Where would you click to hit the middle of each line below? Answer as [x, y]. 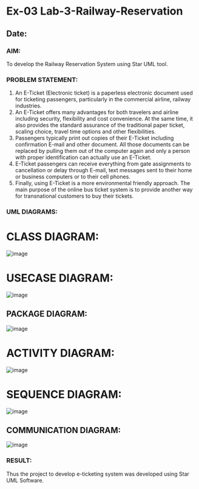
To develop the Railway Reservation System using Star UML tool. [87, 64]
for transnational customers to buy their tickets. [74, 196]
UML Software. [25, 480]
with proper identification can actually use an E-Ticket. [83, 157]
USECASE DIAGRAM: [60, 278]
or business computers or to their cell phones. [73, 177]
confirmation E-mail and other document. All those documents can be [102, 144]
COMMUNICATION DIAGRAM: [64, 430]
